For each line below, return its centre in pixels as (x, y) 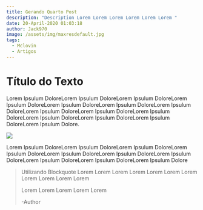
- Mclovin (24, 46)
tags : (13, 40)
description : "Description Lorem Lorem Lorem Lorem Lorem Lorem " (92, 18)
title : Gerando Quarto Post (42, 12)
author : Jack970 (27, 29)
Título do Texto (45, 81)
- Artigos (24, 52)
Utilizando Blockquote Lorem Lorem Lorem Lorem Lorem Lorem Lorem (109, 172)
